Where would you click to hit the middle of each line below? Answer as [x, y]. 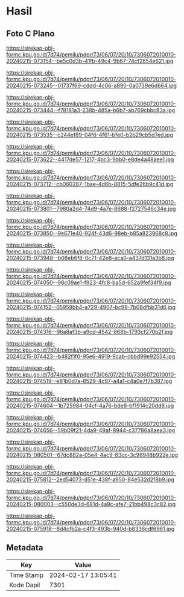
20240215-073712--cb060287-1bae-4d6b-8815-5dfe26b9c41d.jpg [90, 184]
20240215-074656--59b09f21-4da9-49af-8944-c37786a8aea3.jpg [91, 430]
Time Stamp [27, 575]
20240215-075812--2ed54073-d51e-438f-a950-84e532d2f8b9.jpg [90, 479]
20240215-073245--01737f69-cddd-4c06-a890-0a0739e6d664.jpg [91, 85]
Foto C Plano [30, 34]
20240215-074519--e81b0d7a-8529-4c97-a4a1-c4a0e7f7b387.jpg [89, 381]
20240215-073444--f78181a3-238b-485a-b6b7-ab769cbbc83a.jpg [91, 110]
